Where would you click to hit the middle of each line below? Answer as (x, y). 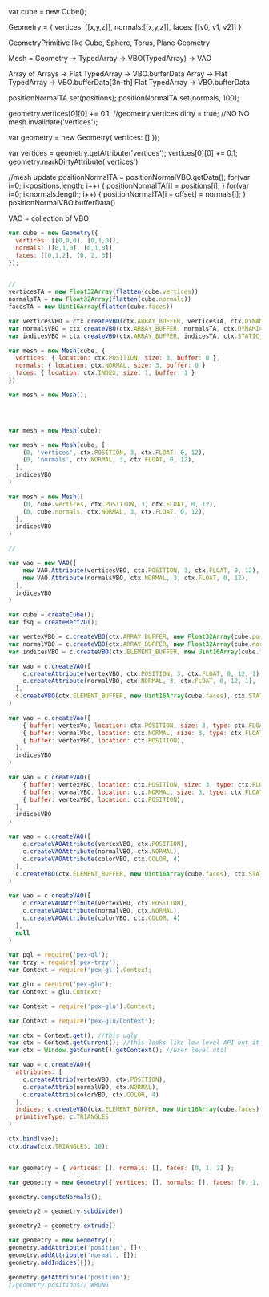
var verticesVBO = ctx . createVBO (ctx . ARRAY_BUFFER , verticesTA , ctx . (127, 321)
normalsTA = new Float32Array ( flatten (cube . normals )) (100, 299)
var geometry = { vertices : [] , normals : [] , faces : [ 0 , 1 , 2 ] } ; (121, 1168)
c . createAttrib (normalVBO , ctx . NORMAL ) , (91, 1087)
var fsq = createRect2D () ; (53, 622)
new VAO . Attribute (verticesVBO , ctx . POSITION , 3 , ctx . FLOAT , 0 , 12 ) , (141, 570)
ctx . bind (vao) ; (34, 1139)
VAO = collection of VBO (49, 218)
